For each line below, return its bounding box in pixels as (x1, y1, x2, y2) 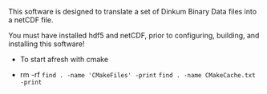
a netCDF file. (8, 15, 54, 25)
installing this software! (8, 39, 85, 49)
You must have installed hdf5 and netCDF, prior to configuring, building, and (8, 31, 260, 40)
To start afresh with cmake (19, 55, 109, 64)
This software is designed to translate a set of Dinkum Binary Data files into (8, 7, 257, 16)
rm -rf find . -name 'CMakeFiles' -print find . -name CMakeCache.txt (19, 70, 256, 79)
